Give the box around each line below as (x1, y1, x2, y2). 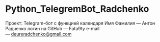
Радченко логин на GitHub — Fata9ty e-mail (5, 25, 100, 31)
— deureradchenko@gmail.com (5, 31, 72, 37)
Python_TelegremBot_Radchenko (5, 3, 149, 15)
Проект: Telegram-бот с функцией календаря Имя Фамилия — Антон (5, 20, 155, 26)
